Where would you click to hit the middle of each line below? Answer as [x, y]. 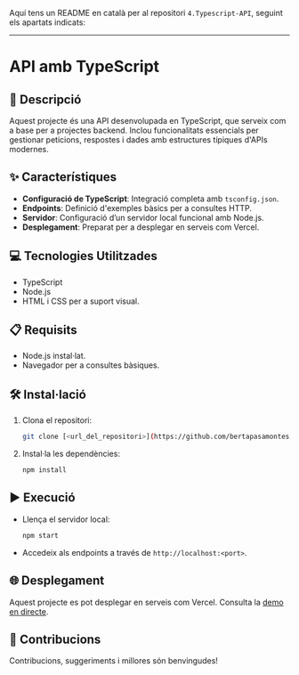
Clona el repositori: [57, 420]
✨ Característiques [63, 177]
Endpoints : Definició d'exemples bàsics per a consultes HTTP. [137, 207]
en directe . [29, 611]
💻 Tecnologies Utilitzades [84, 256]
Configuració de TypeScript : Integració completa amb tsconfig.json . [150, 199]
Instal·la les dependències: [71, 454]
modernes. [29, 149]
